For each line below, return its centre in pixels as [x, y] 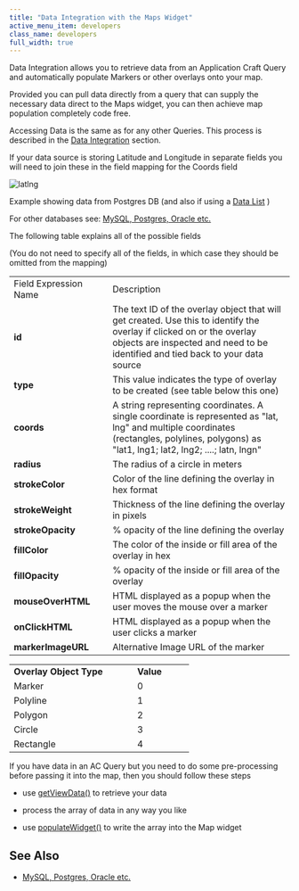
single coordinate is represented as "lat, [195, 417]
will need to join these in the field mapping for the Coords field [123, 167]
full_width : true [41, 42]
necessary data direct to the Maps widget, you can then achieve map [136, 104]
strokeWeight [43, 510]
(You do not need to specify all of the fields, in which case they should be [144, 253]
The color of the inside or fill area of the [195, 545]
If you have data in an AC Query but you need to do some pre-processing [144, 766]
